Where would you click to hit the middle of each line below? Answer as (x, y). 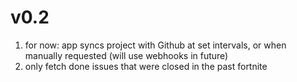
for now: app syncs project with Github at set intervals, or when (155, 45)
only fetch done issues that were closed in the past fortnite (146, 66)
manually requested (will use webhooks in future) (126, 55)
